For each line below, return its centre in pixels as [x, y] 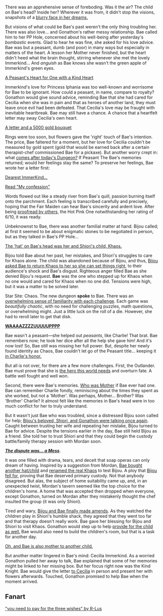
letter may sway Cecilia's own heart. [41, 118]
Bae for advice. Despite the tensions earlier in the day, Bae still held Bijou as [81, 431]
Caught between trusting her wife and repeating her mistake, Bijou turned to [81, 426]
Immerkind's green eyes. [30, 68]
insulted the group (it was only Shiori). [43, 501]
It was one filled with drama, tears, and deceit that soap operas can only [77, 460]
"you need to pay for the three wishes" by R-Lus [54, 608]
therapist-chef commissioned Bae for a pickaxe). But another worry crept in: [81, 152]
